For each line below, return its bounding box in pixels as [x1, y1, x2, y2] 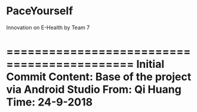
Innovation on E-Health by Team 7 [6, 24, 90, 31]
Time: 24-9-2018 [6, 95, 93, 109]
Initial [136, 58, 165, 71]
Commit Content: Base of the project [6, 70, 192, 84]
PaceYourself [6, 4, 73, 18]
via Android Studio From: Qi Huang [6, 83, 182, 97]
